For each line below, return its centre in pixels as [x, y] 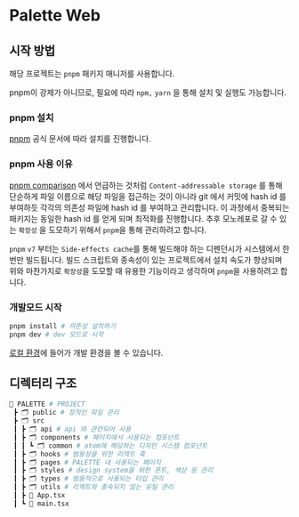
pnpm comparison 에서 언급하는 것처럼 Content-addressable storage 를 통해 [146, 185]
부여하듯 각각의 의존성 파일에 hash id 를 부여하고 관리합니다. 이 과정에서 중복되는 [149, 207]
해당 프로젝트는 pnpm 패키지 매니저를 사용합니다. [92, 73]
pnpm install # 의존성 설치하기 [63, 326]
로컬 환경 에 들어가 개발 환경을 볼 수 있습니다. [86, 352]
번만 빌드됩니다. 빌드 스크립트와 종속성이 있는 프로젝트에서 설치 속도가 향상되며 [146, 260]
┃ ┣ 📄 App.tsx [39, 496]
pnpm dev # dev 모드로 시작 [57, 335]
